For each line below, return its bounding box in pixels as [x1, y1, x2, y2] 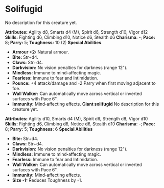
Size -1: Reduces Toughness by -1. [12, 177, 82, 183]
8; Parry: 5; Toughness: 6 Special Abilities [5, 126, 93, 132]
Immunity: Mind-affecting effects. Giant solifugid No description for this [12, 101, 159, 107]
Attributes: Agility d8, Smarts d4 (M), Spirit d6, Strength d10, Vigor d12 [5, 29, 148, 35]
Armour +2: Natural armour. [12, 49, 70, 55]
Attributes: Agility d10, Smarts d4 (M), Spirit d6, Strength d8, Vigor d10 [5, 116, 148, 121]
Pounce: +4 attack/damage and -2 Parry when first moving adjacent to [12, 80, 156, 86]
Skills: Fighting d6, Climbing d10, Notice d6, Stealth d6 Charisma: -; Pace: [5, 34, 155, 40]
